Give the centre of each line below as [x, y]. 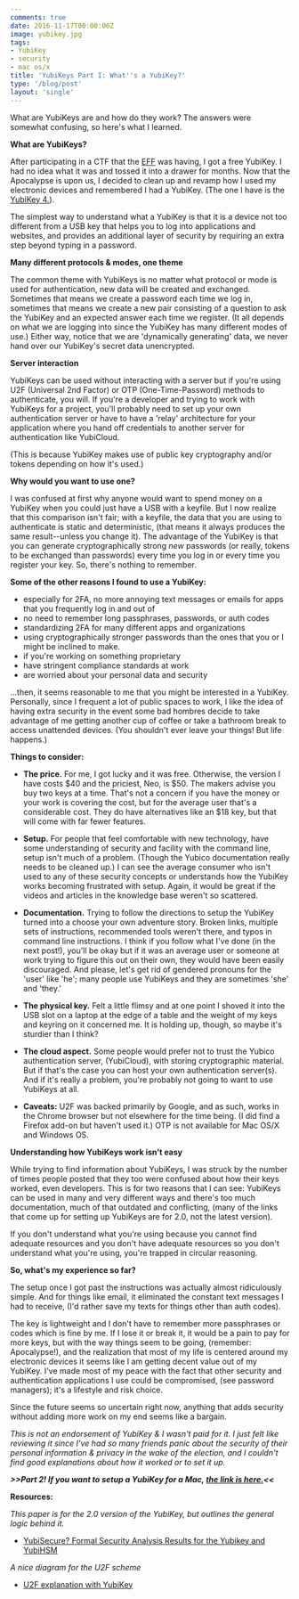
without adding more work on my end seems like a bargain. [119, 1416]
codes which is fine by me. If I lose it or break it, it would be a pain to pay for [150, 1333]
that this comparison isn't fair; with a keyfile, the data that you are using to [146, 517]
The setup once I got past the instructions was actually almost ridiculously [146, 1287]
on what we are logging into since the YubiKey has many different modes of [149, 327]
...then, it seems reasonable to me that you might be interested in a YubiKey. [149, 692]
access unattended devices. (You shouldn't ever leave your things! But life [146, 730]
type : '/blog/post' [46, 84]
